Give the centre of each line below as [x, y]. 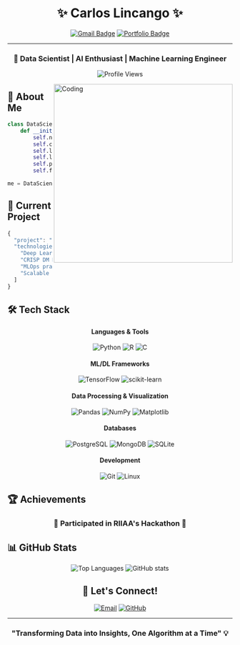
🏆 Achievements [47, 500]
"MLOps [30, 267]
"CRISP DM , [57, 260]
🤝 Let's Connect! [120, 591]
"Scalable [35, 273]
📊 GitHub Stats [42, 547]
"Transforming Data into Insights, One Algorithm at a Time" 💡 [120, 633]
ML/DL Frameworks [120, 364]
